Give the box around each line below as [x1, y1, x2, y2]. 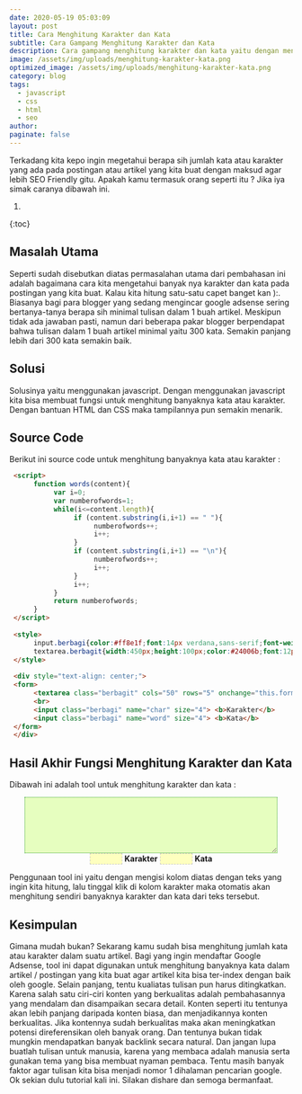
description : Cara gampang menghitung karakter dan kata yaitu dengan [9, 47, 280, 56]
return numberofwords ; [53, 597, 139, 606]
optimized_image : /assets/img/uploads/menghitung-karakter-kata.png [9, 64, 271, 73]
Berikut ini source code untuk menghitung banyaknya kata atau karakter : [9, 454, 280, 465]
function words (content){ [32, 480, 130, 489]
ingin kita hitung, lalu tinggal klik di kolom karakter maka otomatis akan [9, 882, 271, 893]
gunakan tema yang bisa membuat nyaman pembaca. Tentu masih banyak [9, 1055, 285, 1066]
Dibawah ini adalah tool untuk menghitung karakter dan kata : [9, 779, 236, 790]
